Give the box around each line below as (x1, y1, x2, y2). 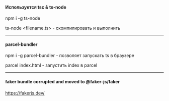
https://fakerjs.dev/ (5, 90, 45, 96)
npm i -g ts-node (5, 15, 41, 21)
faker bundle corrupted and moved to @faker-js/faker (5, 79, 120, 84)
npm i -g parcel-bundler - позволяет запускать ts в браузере (5, 53, 135, 59)
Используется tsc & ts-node (5, 4, 66, 10)
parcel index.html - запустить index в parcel (5, 62, 98, 68)
